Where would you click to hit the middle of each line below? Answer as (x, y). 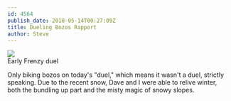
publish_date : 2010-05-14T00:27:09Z (61, 21)
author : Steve (28, 34)
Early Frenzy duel (33, 61)
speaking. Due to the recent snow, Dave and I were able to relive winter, (112, 83)
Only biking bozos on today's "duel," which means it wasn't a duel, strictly (116, 75)
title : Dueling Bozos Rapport (52, 27)
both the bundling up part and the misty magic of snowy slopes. (101, 90)
